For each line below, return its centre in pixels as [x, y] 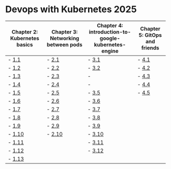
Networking [65, 38]
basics [25, 44]
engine [110, 51]
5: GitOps [150, 35]
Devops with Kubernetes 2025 [71, 9]
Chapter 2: [25, 32]
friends [150, 48]
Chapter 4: [110, 25]
